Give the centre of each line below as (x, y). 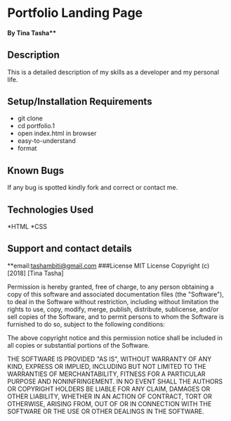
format (27, 149)
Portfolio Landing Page (75, 13)
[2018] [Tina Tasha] (35, 273)
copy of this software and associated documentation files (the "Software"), (116, 294)
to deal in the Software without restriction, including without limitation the (113, 301)
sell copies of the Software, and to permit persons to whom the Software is (116, 316)
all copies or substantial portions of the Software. (78, 345)
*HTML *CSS (27, 227)
